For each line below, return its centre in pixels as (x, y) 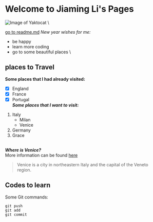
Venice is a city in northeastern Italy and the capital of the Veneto (83, 164)
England (20, 89)
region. (24, 170)
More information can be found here (41, 155)
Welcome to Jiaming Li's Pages (69, 9)
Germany (21, 130)
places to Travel (30, 67)
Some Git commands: (27, 197)
